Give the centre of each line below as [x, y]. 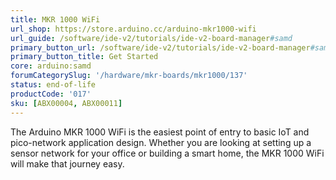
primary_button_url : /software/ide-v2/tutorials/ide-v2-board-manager [160, 47]
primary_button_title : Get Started [84, 57]
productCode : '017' [51, 94]
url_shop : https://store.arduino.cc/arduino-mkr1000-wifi [133, 29]
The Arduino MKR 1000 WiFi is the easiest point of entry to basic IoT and [160, 132]
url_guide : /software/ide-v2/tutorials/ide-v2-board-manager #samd [151, 38]
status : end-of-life [53, 85]
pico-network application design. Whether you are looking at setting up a [161, 142]
